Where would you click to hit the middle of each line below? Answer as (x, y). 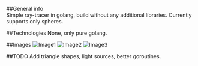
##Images (19, 45)
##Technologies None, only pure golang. (57, 33)
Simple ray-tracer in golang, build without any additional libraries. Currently (99, 15)
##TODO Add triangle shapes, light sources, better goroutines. (84, 56)
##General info (25, 9)
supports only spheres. (35, 21)
